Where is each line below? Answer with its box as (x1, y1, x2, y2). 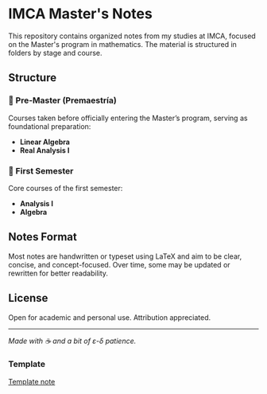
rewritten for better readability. (8, 268, 109, 278)
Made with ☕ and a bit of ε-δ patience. (8, 336, 137, 345)
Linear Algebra (19, 137, 70, 146)
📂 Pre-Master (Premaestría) (8, 95, 117, 106)
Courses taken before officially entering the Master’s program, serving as (8, 113, 248, 123)
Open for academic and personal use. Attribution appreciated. (8, 312, 211, 322)
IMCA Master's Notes (8, 5, 153, 23)
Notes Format (8, 230, 77, 244)
